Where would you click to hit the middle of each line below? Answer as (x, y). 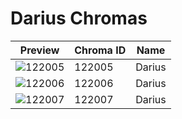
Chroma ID (100, 50)
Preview (39, 50)
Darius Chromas (79, 18)
